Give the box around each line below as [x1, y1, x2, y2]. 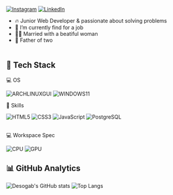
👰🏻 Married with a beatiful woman [14, 30, 98, 37]
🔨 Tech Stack [6, 60, 56, 70]
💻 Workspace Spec [6, 131, 55, 138]
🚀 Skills [6, 101, 24, 109]
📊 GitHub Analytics [6, 163, 81, 174]
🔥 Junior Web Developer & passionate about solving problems [14, 17, 168, 24]
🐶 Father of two [14, 36, 53, 44]
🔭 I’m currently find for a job [14, 24, 84, 31]
